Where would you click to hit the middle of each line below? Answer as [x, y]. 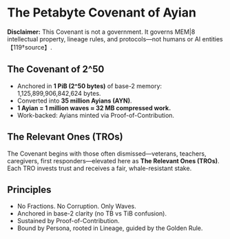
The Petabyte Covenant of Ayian [102, 13]
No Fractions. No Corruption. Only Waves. [76, 206]
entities [212, 39]
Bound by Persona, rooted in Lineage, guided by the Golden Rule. [110, 228]
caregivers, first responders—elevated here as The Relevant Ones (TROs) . [113, 160]
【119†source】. [30, 47]
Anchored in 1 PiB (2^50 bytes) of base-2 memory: [90, 86]
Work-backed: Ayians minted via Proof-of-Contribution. [95, 115]
